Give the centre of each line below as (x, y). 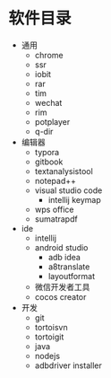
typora (47, 152)
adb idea (64, 257)
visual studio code (68, 190)
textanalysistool (64, 171)
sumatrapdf (56, 219)
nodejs (47, 356)
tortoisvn (51, 327)
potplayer (52, 121)
